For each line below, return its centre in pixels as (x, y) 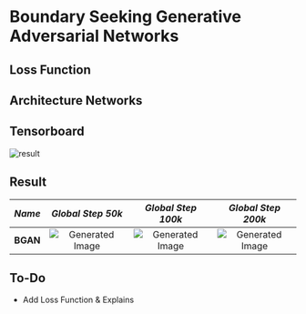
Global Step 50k (87, 213)
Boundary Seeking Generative (125, 17)
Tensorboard (47, 132)
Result (28, 182)
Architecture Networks (76, 101)
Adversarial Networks (94, 36)
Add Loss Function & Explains (78, 300)
